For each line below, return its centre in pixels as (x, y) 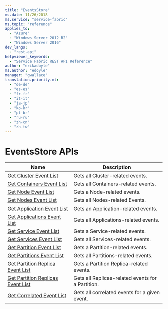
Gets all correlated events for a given (117, 293)
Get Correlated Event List (37, 296)
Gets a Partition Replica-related (111, 264)
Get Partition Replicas (33, 278)
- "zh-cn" (20, 122)
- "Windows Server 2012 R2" (39, 38)
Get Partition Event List (34, 248)
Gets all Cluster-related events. (110, 176)
